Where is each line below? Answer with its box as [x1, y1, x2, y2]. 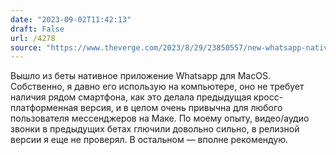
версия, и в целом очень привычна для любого [79, 102, 283, 114]
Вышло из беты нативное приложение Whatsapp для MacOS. [10, 70, 271, 82]
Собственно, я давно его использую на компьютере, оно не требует [10, 81, 305, 93]
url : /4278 [10, 33, 56, 43]
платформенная [10, 102, 79, 114]
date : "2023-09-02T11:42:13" [10, 14, 132, 25]
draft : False [10, 24, 65, 34]
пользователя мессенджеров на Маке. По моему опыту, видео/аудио [10, 112, 310, 125]
